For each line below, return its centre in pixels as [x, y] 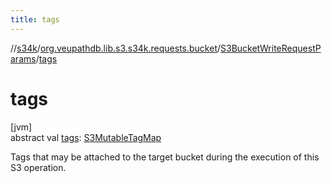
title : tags [35, 19]
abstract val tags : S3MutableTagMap [86, 137]
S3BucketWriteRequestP [271, 48]
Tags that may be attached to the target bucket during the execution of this [165, 157]
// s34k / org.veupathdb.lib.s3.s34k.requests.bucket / [116, 48]
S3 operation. [38, 167]
